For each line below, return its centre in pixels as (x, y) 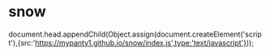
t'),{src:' (22, 42)
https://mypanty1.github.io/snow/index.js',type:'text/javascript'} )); (144, 42)
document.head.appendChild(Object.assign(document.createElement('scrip (135, 34)
